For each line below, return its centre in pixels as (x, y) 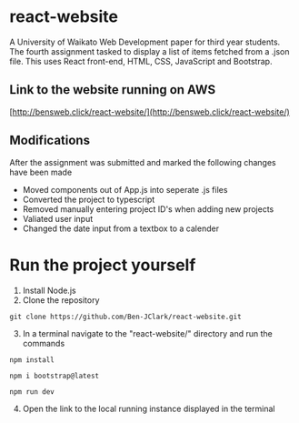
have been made (41, 172)
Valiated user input (58, 218)
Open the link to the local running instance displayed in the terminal (149, 408)
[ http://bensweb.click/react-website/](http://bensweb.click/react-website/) (150, 112)
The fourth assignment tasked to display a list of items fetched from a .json (149, 51)
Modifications (50, 141)
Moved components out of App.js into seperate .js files (125, 189)
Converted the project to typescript (89, 199)
